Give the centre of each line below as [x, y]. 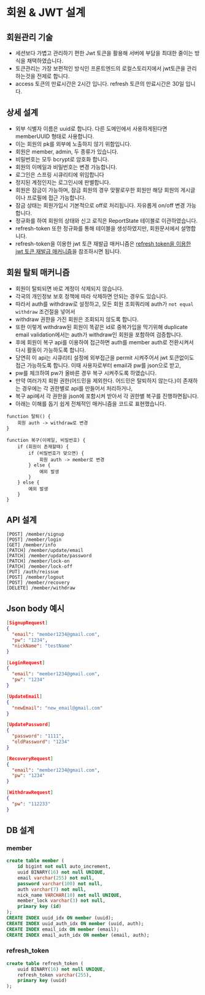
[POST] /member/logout [35, 578]
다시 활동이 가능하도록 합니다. [51, 350]
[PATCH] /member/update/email [45, 551]
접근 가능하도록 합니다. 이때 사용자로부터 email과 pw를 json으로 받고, [98, 365]
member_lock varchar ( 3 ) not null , [61, 901]
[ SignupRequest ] [27, 623]
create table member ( [35, 861]
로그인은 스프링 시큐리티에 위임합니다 [60, 174]
